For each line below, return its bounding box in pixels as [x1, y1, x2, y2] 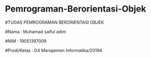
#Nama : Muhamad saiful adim [5, 29, 67, 34]
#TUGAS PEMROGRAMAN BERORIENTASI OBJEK [5, 19, 104, 25]
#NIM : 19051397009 [5, 38, 47, 44]
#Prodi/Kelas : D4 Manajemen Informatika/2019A [5, 47, 103, 53]
